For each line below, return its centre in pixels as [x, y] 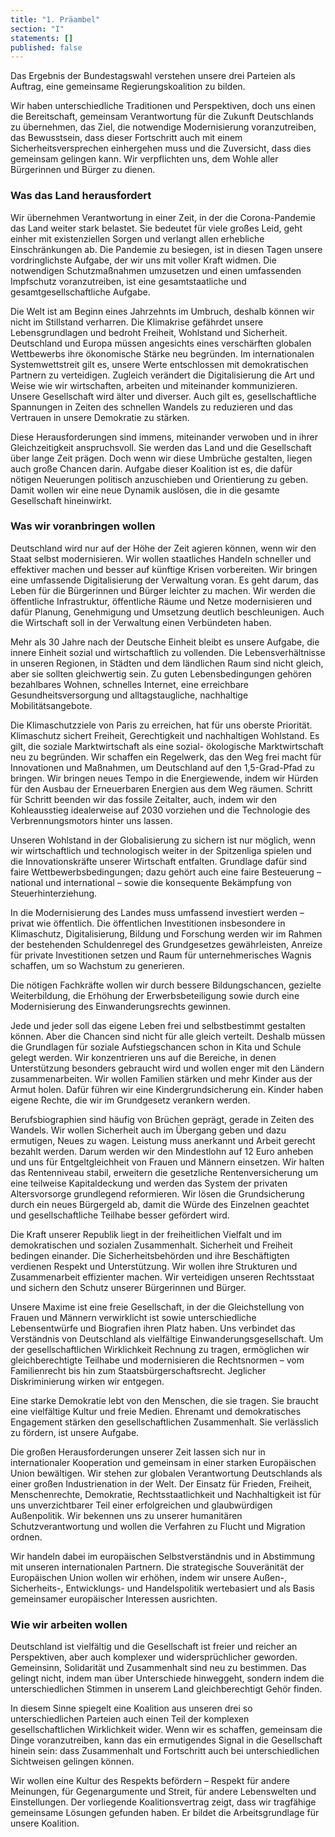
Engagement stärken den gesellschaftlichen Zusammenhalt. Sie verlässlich [164, 1422]
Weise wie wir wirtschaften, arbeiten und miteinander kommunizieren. [154, 385]
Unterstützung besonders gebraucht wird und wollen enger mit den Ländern [167, 1068]
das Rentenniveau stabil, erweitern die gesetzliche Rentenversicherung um [164, 1172]
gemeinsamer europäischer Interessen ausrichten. [114, 1598]
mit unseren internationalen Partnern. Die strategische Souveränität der [157, 1567]
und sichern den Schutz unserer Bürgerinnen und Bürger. [128, 1287]
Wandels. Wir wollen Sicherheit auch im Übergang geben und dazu [148, 1130]
